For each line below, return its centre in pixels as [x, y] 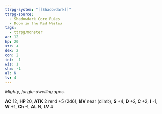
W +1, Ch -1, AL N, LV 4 [29, 106]
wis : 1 [12, 64]
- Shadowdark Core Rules [35, 19]
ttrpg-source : [20, 14]
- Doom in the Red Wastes [36, 23]
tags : [11, 28]
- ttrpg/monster [26, 32]
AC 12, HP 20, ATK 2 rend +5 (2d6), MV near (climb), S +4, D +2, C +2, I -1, [81, 101]
